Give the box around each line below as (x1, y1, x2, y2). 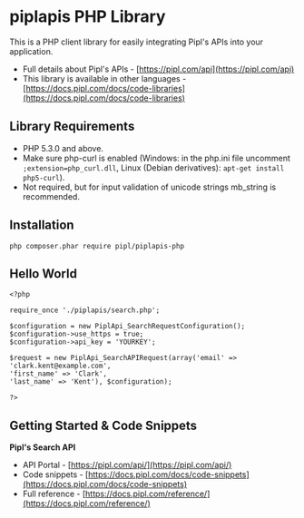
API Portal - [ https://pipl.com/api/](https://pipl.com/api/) (22, 460, 232, 471)
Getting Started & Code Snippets (9, 417, 198, 433)
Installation (9, 218, 74, 233)
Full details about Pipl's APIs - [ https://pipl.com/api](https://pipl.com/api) (22, 64, 295, 74)
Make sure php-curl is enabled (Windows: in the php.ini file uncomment (22, 152, 290, 163)
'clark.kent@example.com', (9, 361, 112, 371)
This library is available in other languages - (22, 73, 187, 83)
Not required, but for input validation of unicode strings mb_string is (22, 181, 277, 192)
